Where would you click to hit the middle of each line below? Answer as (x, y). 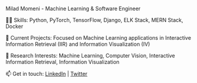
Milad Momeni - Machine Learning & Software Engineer (73, 9)
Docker (14, 26)
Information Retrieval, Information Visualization (62, 62)
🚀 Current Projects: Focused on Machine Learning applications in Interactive (98, 38)
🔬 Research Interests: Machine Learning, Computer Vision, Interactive (91, 55)
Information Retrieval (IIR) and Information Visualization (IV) (78, 44)
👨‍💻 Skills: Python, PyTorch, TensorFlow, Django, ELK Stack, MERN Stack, (94, 20)
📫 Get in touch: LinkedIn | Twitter (46, 74)
